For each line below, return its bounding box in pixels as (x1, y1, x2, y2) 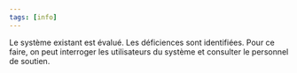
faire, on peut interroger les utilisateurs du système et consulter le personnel (9, 46, 289, 57)
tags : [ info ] (9, 12, 58, 22)
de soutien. (9, 55, 51, 66)
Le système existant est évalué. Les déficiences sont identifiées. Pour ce (9, 37, 275, 47)
